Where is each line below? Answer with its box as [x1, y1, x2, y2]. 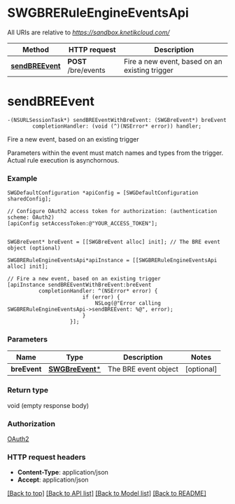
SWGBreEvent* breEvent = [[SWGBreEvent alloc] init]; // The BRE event [7, 238, 220, 246]
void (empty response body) [7, 401, 90, 409]
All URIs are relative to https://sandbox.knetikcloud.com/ [7, 28, 170, 36]
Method [22, 44, 49, 54]
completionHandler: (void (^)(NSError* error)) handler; [32, 123, 201, 130]
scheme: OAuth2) [7, 214, 55, 222]
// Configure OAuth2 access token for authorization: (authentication [7, 208, 218, 215]
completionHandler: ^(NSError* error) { [38, 287, 158, 295]
